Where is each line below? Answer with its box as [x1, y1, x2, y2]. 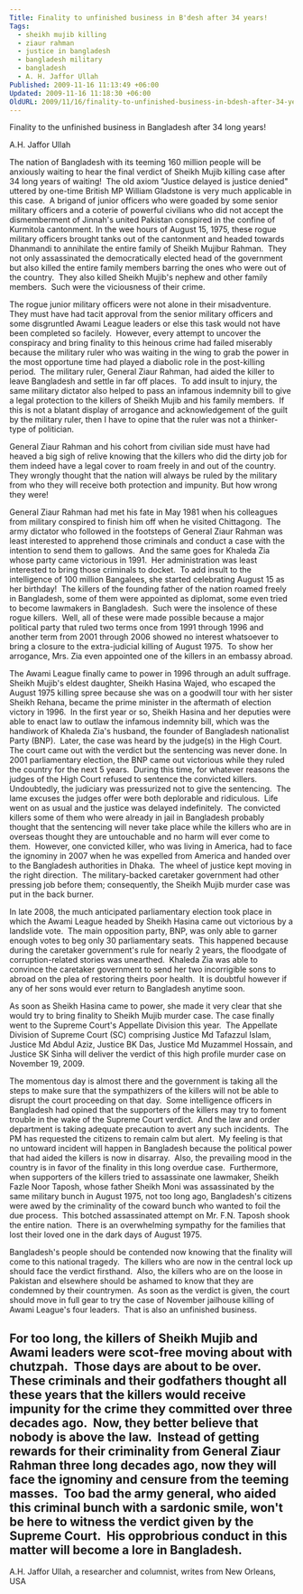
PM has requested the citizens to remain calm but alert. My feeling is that [9, 1133, 283, 1144]
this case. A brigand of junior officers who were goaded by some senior [9, 195, 278, 206]
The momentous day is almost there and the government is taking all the [9, 1076, 278, 1086]
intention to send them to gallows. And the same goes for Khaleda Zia [9, 545, 271, 556]
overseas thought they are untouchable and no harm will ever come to [9, 832, 271, 843]
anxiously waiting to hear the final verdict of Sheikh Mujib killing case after [9, 166, 286, 177]
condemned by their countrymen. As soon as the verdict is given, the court [9, 1285, 290, 1296]
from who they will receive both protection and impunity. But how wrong [9, 480, 278, 490]
